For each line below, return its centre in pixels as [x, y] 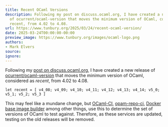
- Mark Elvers [20, 47]
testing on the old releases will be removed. [50, 120]
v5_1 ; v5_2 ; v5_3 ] [25, 94]
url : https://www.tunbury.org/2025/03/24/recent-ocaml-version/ [73, 28]
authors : [14, 42]
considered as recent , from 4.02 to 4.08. [47, 81]
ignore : [13, 56]
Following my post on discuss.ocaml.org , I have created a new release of [80, 70]
